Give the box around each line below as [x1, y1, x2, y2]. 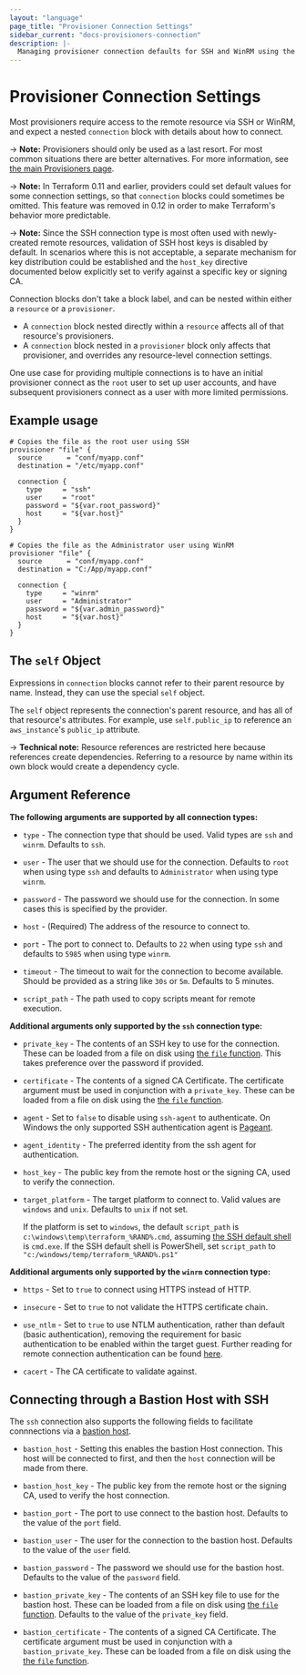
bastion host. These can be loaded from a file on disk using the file [22, 1599, 279, 1610]
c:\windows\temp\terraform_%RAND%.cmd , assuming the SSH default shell [22, 1231, 291, 1242]
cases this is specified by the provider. [22, 903, 168, 914]
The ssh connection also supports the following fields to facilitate [9, 1416, 253, 1427]
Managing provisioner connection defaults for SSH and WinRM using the [17, 47, 296, 56]
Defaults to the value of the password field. [22, 1572, 181, 1583]
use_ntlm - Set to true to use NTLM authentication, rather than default [22, 1319, 285, 1330]
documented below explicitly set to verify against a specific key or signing [9, 266, 288, 278]
